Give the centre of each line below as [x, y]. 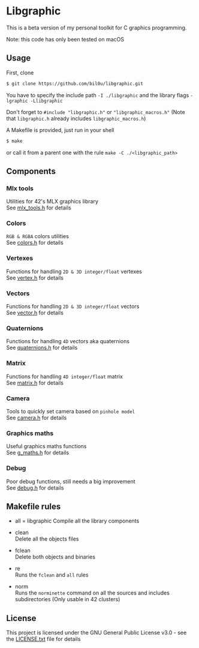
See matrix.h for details [35, 383]
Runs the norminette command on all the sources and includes [92, 593]
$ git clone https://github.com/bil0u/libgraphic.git [75, 83]
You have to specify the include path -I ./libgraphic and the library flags [98, 95]
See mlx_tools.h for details [39, 208]
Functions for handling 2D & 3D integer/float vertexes [74, 271]
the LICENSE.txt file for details [43, 639]
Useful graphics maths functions [46, 446]
